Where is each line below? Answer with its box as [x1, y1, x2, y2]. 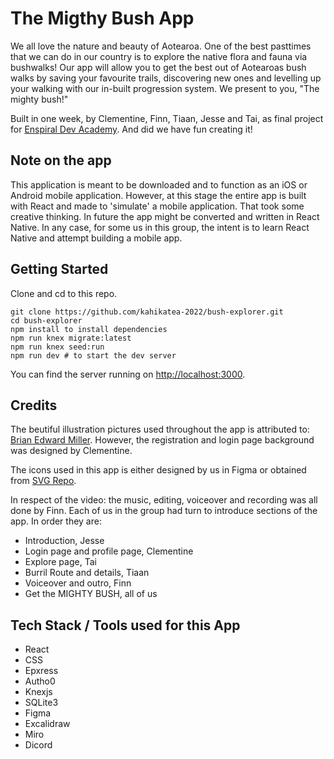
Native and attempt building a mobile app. [10, 232, 183, 244]
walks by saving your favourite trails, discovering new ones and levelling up [10, 72, 322, 84]
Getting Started [10, 261, 109, 278]
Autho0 [24, 675, 56, 687]
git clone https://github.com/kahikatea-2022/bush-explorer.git [10, 307, 284, 317]
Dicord [24, 739, 53, 751]
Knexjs [24, 686, 53, 698]
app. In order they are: [10, 515, 102, 527]
